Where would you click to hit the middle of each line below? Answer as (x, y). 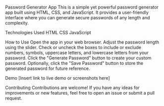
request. (14, 98)
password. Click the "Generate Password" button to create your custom (78, 58)
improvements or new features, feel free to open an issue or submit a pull (80, 93)
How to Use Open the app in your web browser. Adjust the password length (82, 42)
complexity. (17, 23)
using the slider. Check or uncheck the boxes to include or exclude (73, 47)
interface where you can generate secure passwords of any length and (78, 18)
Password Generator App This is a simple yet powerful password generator (82, 7)
